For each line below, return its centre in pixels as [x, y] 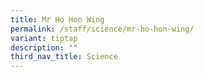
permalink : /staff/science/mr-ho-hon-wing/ [102, 29]
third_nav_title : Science [64, 57]
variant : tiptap [44, 38]
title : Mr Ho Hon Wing [57, 19]
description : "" [44, 47]
